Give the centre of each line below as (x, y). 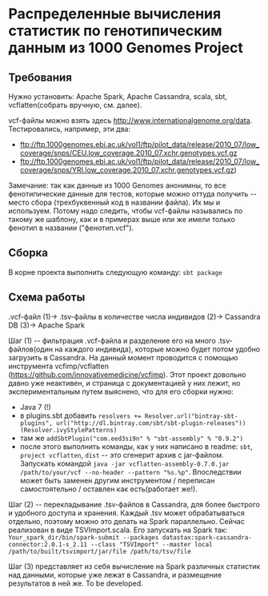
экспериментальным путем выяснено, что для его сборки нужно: (121, 391)
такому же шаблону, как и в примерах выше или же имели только (122, 219)
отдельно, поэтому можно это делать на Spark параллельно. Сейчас (127, 521)
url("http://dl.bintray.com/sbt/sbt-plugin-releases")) (151, 423)
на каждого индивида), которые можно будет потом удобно (158, 349)
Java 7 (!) (36, 407)
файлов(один (31, 349)
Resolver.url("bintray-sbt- (191, 416)
